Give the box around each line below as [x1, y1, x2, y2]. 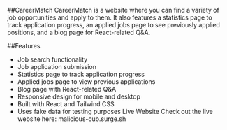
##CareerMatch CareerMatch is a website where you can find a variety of [7, 6, 220, 14]
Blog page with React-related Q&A [17, 85, 117, 93]
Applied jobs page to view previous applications [17, 78, 156, 86]
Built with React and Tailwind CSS [17, 100, 115, 108]
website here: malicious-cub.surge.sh [17, 115, 126, 123]
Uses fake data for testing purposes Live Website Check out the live [17, 108, 213, 115]
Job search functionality [17, 55, 88, 64]
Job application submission [17, 63, 96, 71]
